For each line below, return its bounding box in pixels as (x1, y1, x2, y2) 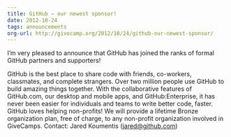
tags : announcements (7, 23, 68, 30)
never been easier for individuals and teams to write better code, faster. (7, 99, 214, 108)
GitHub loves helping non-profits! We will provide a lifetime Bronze (7, 107, 199, 115)
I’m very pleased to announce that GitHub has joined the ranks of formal (7, 49, 215, 57)
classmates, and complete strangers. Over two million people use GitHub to (7, 78, 225, 86)
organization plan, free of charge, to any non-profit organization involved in (7, 115, 224, 123)
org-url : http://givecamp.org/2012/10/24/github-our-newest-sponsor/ (7, 29, 214, 37)
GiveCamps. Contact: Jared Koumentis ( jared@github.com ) (7, 122, 178, 130)
